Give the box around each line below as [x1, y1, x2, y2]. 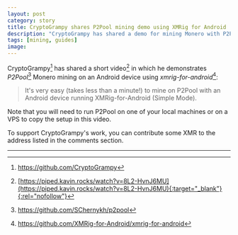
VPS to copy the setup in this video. [7, 115, 112, 124]
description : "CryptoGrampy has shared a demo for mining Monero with [7, 30, 220, 38]
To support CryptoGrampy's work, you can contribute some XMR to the [7, 129, 216, 137]
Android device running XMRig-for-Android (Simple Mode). [24, 93, 197, 103]
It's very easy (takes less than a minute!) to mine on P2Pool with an [24, 86, 221, 95]
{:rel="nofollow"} [17, 192, 67, 200]
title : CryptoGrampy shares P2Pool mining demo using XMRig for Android [7, 23, 227, 30]
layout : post [7, 10, 46, 18]
